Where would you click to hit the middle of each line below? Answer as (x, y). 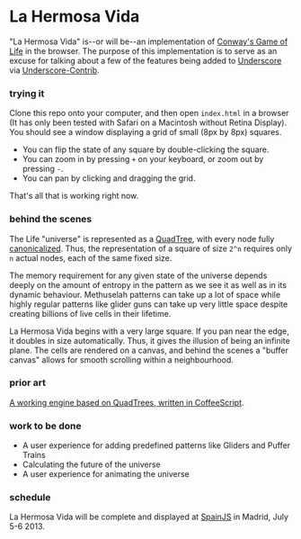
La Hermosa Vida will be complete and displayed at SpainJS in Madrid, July (149, 517)
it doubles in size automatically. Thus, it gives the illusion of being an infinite (150, 340)
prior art (28, 382)
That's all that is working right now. (74, 196)
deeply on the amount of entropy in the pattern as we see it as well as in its (148, 284)
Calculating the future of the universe (91, 464)
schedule (30, 498)
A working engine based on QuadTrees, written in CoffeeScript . (127, 402)
